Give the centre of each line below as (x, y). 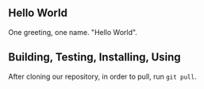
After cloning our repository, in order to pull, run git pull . (102, 76)
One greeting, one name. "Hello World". (73, 32)
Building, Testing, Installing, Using (94, 58)
